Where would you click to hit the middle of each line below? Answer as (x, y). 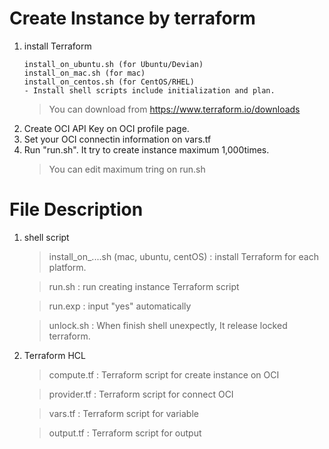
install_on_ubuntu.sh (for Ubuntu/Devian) (113, 64)
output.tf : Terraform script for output (125, 433)
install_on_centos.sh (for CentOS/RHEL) (109, 82)
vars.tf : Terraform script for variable (123, 413)
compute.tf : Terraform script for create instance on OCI (164, 374)
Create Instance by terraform (132, 18)
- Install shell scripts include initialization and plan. (149, 90)
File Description (76, 209)
